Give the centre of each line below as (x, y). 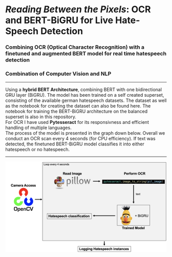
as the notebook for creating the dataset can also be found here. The (78, 106)
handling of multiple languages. (38, 128)
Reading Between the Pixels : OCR (78, 9)
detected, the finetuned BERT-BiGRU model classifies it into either (75, 144)
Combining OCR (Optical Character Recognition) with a (75, 47)
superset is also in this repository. (41, 117)
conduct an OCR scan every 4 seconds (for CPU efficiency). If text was (80, 139)
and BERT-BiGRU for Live (59, 20)
